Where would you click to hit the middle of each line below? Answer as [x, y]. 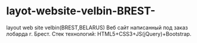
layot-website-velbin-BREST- [81, 11]
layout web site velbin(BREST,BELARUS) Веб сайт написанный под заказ [97, 27]
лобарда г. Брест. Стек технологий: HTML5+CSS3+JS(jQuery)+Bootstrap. [99, 33]
